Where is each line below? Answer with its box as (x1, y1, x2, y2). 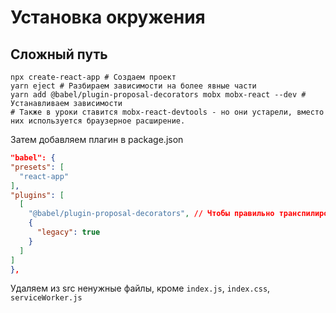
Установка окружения (10, 6, 206, 29)
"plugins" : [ (10, 190, 65, 200)
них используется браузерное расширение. (10, 116, 186, 126)
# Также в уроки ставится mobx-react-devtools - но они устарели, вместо (10, 107, 325, 117)
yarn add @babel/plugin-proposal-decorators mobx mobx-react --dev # (10, 90, 307, 100)
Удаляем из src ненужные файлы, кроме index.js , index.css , (10, 282, 271, 295)
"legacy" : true (36, 227, 101, 237)
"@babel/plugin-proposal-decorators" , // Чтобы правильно (28, 209, 275, 219)
